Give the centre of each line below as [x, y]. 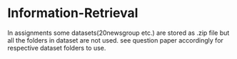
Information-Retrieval [73, 13]
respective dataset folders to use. [57, 48]
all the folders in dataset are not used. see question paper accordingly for [115, 40]
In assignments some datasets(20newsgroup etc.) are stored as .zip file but [118, 33]
